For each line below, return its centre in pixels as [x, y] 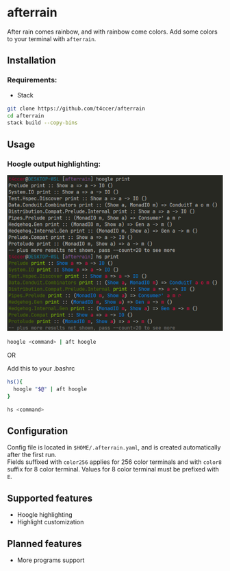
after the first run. [32, 455]
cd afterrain [26, 116]
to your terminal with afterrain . [52, 38]
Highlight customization [50, 522]
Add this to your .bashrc [41, 369]
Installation [31, 61]
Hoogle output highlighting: [54, 164]
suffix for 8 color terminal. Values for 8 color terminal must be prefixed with [113, 469]
